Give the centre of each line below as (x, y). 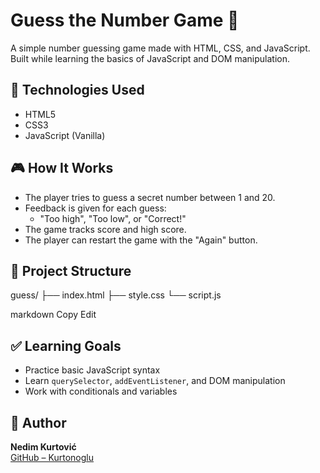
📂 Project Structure (71, 270)
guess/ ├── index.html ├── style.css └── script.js (116, 295)
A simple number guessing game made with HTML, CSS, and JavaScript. (160, 48)
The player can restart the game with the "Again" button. (141, 240)
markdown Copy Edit (53, 315)
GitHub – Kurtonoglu (52, 457)
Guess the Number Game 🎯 (125, 20)
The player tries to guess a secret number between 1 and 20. (150, 197)
